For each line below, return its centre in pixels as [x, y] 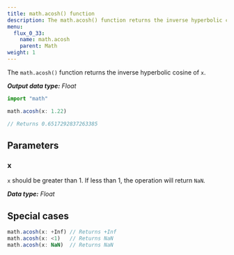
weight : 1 [22, 53]
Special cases [38, 216]
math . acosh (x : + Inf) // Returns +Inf [62, 232]
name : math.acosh [45, 40]
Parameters [33, 145]
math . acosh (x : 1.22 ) [37, 111]
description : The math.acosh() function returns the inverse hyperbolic [115, 20]
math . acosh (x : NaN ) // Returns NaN [60, 245]
